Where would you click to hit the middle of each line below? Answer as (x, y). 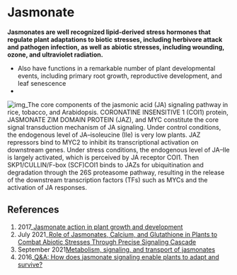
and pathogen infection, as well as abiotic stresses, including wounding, (116, 47)
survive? (30, 264)
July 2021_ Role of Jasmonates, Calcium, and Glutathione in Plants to (117, 234)
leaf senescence (42, 83)
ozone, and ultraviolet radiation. (56, 55)
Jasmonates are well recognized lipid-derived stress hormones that (109, 32)
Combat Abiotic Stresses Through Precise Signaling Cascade (107, 242)
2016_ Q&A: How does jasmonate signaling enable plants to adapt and (118, 257)
